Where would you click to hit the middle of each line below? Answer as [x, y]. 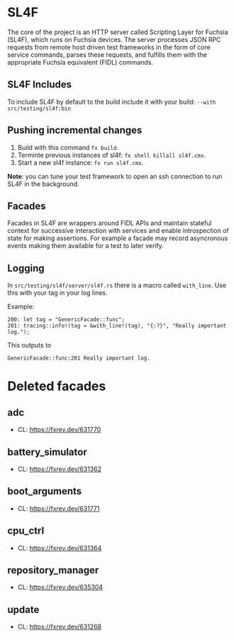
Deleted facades [57, 386]
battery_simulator [47, 452]
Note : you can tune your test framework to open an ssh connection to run [115, 176]
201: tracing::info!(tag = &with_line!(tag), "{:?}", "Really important [117, 326]
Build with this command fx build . [68, 147]
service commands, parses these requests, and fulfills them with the [107, 55]
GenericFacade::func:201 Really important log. [79, 358]
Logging [26, 268]
